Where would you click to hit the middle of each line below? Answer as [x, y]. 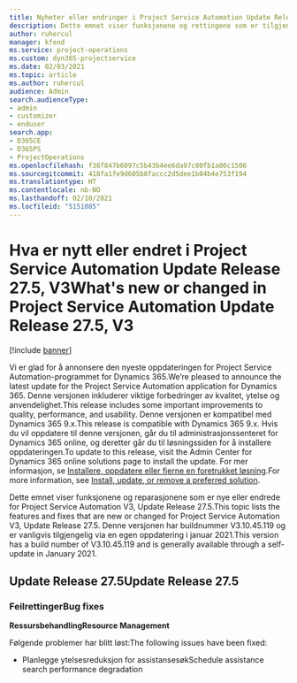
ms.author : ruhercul [47, 83]
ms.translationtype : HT [53, 182]
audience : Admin [39, 91]
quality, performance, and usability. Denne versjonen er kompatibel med [141, 414]
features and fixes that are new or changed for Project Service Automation [145, 516]
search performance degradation [82, 670]
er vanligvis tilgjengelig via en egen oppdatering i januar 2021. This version [144, 534]
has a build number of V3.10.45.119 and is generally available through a [138, 544]
